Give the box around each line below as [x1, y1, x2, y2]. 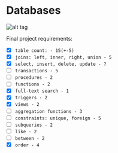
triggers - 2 [14, 95, 48, 101]
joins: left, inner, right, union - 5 [14, 54, 112, 60]
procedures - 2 [14, 75, 53, 81]
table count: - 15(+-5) [14, 47, 75, 54]
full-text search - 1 [14, 88, 69, 94]
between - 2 [14, 135, 45, 141]
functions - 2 [14, 81, 50, 87]
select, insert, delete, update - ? [14, 61, 107, 68]
